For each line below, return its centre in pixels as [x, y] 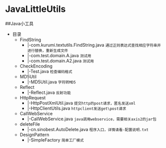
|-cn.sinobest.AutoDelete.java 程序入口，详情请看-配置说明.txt [88, 129]
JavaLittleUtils [36, 9]
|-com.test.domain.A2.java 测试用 [61, 61]
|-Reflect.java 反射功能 [49, 92]
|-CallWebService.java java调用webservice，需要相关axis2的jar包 [92, 119]
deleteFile [30, 124]
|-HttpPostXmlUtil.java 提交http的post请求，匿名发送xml [81, 103]
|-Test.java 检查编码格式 [50, 71]
